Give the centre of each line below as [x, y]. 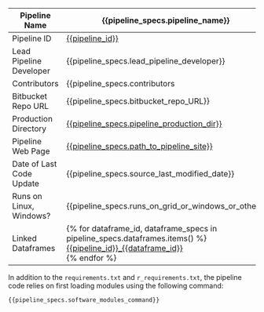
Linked [24, 238]
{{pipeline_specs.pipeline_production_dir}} [144, 123]
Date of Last [35, 164]
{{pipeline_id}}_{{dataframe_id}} [125, 248]
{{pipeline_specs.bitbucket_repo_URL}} [138, 101]
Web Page [31, 151]
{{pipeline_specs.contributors [121, 83]
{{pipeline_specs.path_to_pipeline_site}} [140, 146]
